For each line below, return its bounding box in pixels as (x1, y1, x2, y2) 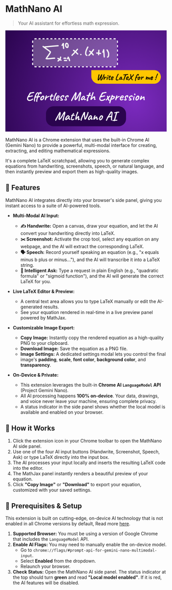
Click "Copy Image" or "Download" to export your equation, (12, 481, 142, 487)
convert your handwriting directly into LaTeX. (20, 230, 115, 236)
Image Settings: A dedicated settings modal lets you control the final (20, 351, 166, 357)
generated (20, 304, 42, 310)
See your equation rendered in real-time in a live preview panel (20, 309, 153, 315)
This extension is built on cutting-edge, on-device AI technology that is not (5, 515, 163, 522)
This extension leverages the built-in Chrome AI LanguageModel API (20, 381, 161, 388)
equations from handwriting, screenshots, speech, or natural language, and (5, 163, 164, 169)
